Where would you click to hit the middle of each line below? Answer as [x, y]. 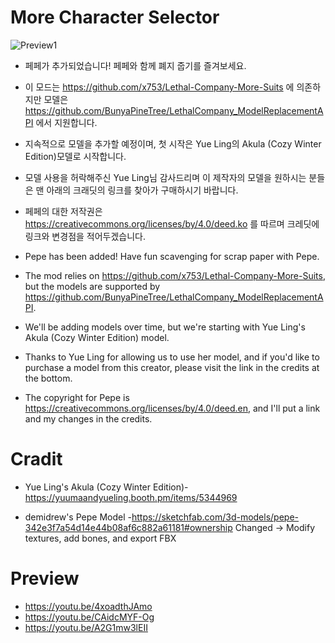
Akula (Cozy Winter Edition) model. [97, 337]
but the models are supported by [92, 286]
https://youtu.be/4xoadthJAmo [88, 606]
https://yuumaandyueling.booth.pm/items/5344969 [131, 497]
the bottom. [48, 378]
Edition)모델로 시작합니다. [75, 156]
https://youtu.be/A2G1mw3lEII [86, 627]
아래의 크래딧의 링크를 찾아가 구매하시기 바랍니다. [142, 190]
